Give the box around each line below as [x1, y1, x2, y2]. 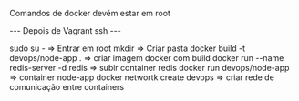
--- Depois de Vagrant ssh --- [9, 25, 121, 35]
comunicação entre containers [9, 82, 125, 92]
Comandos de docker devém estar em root [9, 8, 171, 18]
